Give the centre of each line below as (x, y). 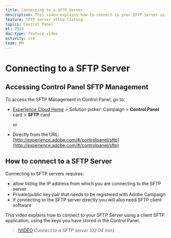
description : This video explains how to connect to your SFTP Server (82, 15)
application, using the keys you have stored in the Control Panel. (73, 220)
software (22, 205)
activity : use (20, 39)
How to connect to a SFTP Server (59, 161)
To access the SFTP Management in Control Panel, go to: (65, 99)
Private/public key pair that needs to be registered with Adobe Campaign (89, 194)
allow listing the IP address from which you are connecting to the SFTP (87, 183)
